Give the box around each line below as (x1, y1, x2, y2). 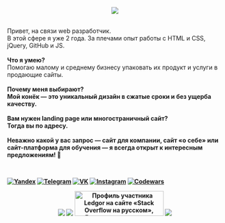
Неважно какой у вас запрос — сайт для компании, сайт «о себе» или (7, 137, 219, 144)
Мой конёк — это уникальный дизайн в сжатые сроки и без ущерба (7, 93, 212, 100)
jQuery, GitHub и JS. (7, 41, 65, 49)
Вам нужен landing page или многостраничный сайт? (7, 115, 168, 122)
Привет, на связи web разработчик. (7, 27, 111, 35)
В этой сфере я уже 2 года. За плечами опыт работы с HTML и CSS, (7, 34, 206, 42)
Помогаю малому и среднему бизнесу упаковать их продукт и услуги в (7, 63, 218, 71)
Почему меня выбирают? (7, 85, 84, 93)
